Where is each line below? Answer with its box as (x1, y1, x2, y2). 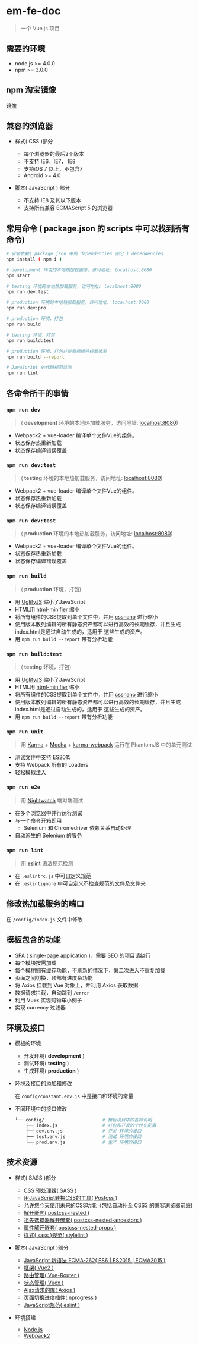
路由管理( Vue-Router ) (23, 1271, 80, 1278)
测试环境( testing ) (23, 1060, 69, 1067)
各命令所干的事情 (6, 388, 69, 398)
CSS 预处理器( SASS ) (23, 1187, 77, 1194)
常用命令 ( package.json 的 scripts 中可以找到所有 (6, 223, 190, 233)
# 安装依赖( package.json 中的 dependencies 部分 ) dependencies (6, 251, 164, 257)
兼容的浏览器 (6, 121, 53, 131)
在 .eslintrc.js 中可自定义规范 (14, 872, 92, 879)
